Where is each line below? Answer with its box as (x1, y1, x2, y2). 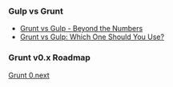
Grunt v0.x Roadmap (8, 52, 91, 63)
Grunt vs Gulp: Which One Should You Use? (19, 32, 165, 42)
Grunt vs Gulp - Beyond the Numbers (19, 24, 143, 34)
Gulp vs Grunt (8, 6, 64, 17)
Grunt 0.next (8, 70, 50, 80)
